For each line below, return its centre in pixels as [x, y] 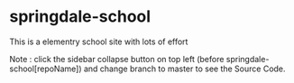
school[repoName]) [46, 69]
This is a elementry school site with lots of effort [99, 41]
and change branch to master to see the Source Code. [184, 69]
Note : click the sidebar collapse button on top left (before [117, 59]
